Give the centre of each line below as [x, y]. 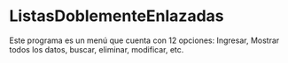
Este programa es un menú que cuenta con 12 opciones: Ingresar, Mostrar [144, 40]
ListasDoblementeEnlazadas [117, 16]
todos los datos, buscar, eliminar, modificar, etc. [97, 49]
